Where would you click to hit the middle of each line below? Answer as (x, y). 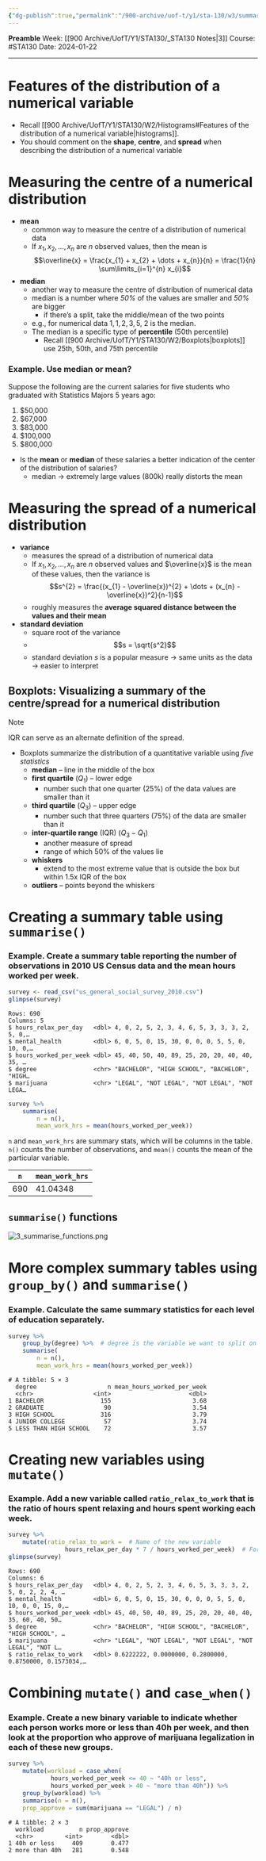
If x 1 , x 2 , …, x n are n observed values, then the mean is (119, 247)
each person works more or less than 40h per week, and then (129, 1728)
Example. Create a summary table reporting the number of (123, 955)
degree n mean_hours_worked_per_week (111, 1387)
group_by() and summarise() (99, 1285)
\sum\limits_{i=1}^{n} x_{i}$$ (145, 269)
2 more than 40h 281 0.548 (68, 1850)
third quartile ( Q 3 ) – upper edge (84, 806)
